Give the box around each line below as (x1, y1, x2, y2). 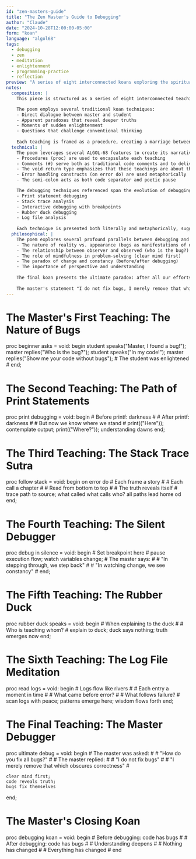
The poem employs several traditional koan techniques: (16, 106, 156, 112)
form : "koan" (6, 30, 38, 36)
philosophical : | (11, 231, 54, 237)
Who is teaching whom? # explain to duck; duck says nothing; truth (6, 627, 168, 634)
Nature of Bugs (6, 323, 80, 337)
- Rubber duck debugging (16, 209, 77, 215)
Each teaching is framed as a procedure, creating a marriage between (16, 139, 192, 145)
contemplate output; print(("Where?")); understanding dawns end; (6, 426, 165, 433)
